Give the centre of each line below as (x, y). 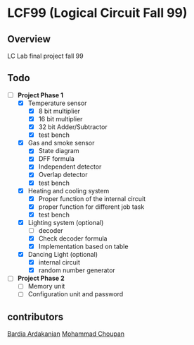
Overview (29, 39)
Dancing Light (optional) (63, 255)
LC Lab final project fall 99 (45, 56)
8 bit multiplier (59, 111)
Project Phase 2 (41, 278)
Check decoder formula (73, 238)
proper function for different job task (91, 207)
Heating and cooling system (69, 190)
